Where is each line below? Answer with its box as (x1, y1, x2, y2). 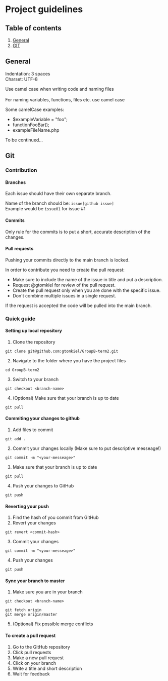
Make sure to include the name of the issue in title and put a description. (12, 276, 163, 282)
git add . (5, 437, 26, 442)
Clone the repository (12, 338, 55, 345)
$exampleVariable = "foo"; (12, 116, 68, 122)
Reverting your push (5, 503, 49, 509)
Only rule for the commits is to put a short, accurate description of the (5, 229, 150, 235)
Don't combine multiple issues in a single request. (12, 292, 117, 298)
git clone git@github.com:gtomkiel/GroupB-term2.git (5, 349, 119, 354)
